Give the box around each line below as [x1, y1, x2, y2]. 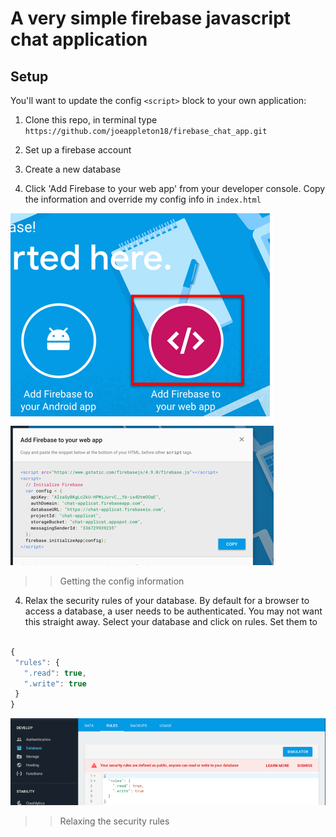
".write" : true [23, 678, 87, 689]
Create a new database [24, 163, 122, 175]
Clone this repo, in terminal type [24, 114, 158, 126]
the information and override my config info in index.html [24, 193, 262, 205]
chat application [10, 28, 148, 51]
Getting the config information [59, 575, 185, 587]
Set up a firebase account [24, 144, 132, 156]
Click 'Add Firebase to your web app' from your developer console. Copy [24, 183, 326, 194]
